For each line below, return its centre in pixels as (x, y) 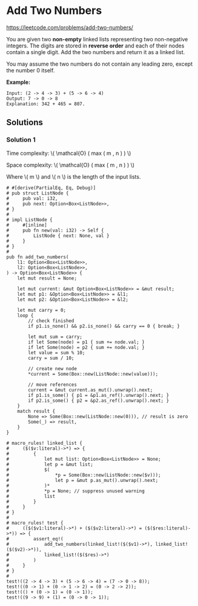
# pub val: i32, (32, 198)
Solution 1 (21, 140)
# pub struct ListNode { (38, 193)
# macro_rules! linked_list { (45, 443)
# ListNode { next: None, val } (58, 236)
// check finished (51, 321)
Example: (18, 82)
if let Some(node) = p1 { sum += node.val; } (87, 342)
